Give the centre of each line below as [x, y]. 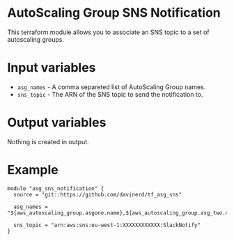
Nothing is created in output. [48, 141]
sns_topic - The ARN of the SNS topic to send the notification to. [110, 94]
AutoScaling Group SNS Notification [114, 13]
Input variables [52, 68]
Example [33, 170]
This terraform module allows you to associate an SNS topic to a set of [108, 32]
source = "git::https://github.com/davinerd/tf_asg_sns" [98, 194]
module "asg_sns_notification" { [56, 188]
